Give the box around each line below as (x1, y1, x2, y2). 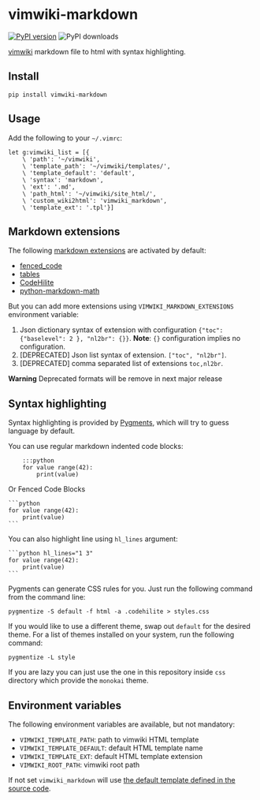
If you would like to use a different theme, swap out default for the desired (8, 622, 251, 631)
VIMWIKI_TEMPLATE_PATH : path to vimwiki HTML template (19, 735, 199, 744)
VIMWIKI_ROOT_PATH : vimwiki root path (19, 760, 140, 769)
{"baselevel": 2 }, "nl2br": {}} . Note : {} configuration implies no (19, 334, 241, 343)
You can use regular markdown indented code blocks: (8, 442, 184, 451)
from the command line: (8, 593, 86, 602)
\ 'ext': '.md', (22, 183, 76, 191)
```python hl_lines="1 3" (8, 550, 93, 558)
